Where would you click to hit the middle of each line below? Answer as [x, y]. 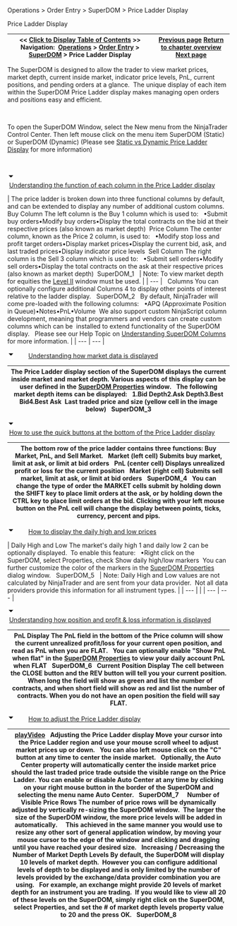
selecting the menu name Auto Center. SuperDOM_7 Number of [119, 794]
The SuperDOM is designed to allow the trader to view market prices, [108, 69]
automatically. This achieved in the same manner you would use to [119, 824]
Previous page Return [191, 39]
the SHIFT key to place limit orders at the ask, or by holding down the [119, 493]
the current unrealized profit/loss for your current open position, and [119, 643]
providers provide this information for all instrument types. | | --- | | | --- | [114, 590]
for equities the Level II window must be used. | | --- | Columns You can [113, 281]
